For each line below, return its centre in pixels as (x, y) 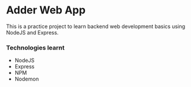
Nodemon (27, 79)
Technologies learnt (35, 47)
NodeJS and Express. (32, 32)
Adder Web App (46, 10)
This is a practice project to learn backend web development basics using (96, 26)
